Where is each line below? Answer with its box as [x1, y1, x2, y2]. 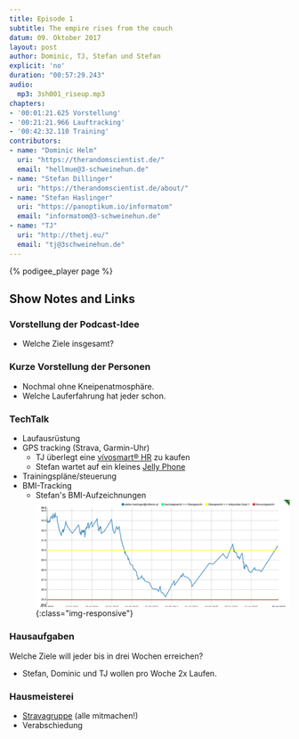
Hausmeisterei [9, 690, 74, 702]
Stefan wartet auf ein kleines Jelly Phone [35, 461, 186, 472]
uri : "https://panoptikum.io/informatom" [17, 202, 174, 211]
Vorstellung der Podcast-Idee [9, 317, 140, 330]
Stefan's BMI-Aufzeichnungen [35, 489, 147, 500]
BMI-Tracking [21, 480, 73, 490]
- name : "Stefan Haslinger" [9, 193, 114, 202]
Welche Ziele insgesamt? [21, 339, 114, 349]
